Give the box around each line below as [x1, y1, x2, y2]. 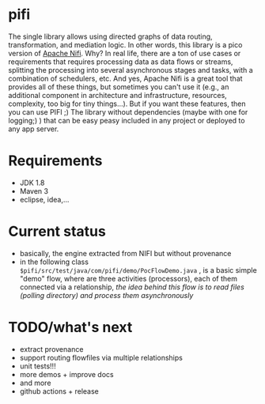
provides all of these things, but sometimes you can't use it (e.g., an [8, 81, 229, 92]
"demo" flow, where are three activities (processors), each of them [19, 274, 237, 283]
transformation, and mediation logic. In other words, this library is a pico [8, 40, 243, 49]
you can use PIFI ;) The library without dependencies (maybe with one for [8, 107, 248, 116]
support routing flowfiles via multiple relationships [19, 353, 184, 362]
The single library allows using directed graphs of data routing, [8, 32, 213, 41]
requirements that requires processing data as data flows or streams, [8, 57, 233, 66]
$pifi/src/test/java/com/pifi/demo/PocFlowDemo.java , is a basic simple [19, 265, 257, 274]
